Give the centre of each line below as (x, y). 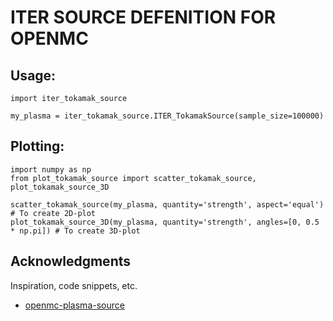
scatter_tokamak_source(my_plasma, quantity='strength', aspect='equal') (167, 204)
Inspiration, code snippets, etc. (74, 285)
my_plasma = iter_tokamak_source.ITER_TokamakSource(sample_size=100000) (167, 116)
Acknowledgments (71, 261)
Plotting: (37, 146)
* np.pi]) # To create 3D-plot (75, 231)
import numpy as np (51, 169)
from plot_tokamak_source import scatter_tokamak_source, (133, 178)
